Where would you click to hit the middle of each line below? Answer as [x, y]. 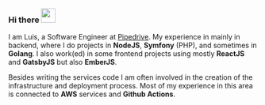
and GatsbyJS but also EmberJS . [63, 62]
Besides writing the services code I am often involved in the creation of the [131, 77]
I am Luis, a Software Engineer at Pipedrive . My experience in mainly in [124, 37]
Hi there [24, 20]
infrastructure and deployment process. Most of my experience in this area [131, 86]
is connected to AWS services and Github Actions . [92, 94]
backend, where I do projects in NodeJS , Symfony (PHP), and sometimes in [133, 45]
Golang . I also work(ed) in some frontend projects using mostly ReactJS [127, 54]
